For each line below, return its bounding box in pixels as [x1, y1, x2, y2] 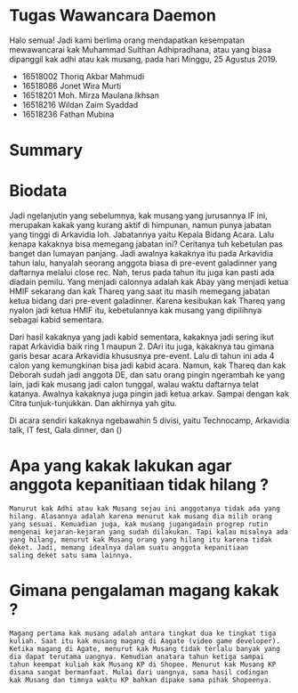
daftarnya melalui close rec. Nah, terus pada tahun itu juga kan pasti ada [9, 267, 275, 278]
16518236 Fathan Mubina [21, 109, 115, 119]
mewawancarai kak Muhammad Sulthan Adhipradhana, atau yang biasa [9, 44, 271, 54]
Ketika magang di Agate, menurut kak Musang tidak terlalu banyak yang [9, 644, 280, 653]
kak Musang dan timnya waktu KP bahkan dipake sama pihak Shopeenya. [9, 675, 273, 684]
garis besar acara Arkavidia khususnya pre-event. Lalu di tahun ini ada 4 [9, 351, 275, 362]
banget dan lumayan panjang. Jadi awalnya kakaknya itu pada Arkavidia [9, 249, 274, 259]
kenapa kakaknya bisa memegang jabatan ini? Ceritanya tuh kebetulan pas [9, 239, 283, 249]
